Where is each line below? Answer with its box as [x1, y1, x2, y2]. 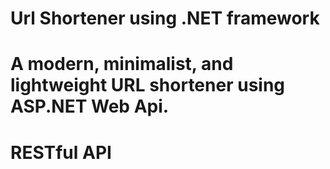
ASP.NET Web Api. [10, 95, 170, 118]
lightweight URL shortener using [10, 74, 286, 97]
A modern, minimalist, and [10, 53, 234, 76]
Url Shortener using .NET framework [10, 7, 320, 30]
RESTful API [10, 141, 112, 164]
